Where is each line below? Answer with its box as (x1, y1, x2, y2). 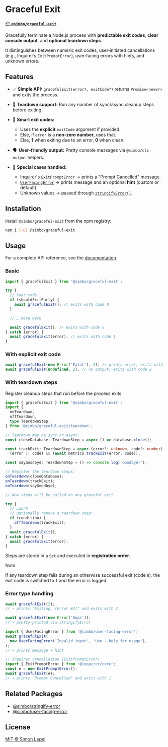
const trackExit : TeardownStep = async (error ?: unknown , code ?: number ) (5, 446, 163, 451)
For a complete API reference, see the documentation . (5, 255, 118, 261)
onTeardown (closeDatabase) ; (5, 474, 64, 479)
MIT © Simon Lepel (5, 736, 46, 742)
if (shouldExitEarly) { (10, 297, 59, 303)
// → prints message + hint (5, 648, 64, 653)
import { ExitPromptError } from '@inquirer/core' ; (5, 661, 116, 667)
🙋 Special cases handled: (12, 164, 67, 170)
